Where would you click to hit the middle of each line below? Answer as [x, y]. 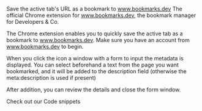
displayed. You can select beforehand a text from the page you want [93, 65]
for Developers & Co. [33, 22]
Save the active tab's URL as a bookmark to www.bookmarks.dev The [94, 9]
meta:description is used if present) [51, 78]
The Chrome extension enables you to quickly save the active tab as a [95, 34]
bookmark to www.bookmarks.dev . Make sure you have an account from [98, 40]
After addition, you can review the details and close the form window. [94, 90]
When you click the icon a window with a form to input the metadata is [95, 58]
